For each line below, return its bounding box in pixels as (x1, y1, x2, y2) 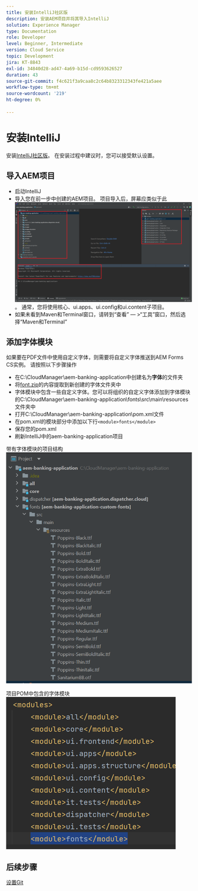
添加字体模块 (6, 337, 53, 347)
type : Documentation (6, 28, 57, 34)
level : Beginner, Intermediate (6, 41, 83, 47)
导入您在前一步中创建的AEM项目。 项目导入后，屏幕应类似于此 (14, 195, 167, 202)
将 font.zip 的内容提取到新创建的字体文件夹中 (14, 381, 121, 388)
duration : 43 (6, 72, 38, 78)
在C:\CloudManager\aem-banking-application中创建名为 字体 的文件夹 (14, 374, 183, 381)
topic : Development (6, 53, 54, 59)
